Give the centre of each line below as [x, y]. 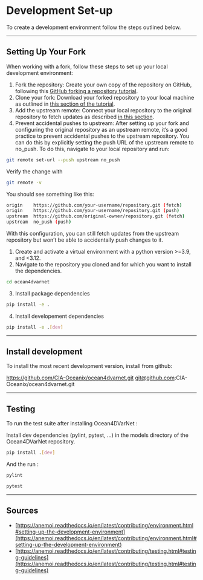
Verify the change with [34, 171]
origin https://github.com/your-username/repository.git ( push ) [93, 211]
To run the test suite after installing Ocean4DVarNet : [72, 424]
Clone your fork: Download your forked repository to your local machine [105, 97]
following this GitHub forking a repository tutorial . [76, 91]
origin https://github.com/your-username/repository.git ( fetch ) [94, 205]
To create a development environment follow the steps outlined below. [94, 27]
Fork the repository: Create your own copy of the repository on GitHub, [103, 85]
